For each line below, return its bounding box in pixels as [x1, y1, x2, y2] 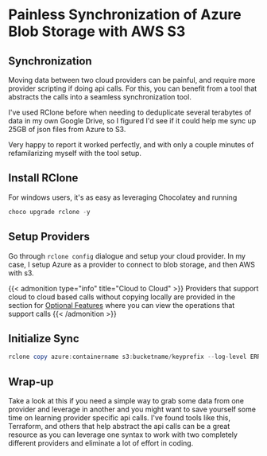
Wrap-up [8, 375, 54, 388]
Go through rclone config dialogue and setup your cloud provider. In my [8, 251, 246, 260]
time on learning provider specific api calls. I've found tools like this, [8, 413, 231, 423]
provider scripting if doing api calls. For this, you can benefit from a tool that [8, 84, 257, 93]
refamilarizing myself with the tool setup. [8, 149, 141, 158]
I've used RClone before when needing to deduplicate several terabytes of [8, 107, 252, 117]
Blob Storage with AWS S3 [8, 22, 186, 41]
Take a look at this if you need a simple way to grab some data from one [8, 396, 245, 405]
